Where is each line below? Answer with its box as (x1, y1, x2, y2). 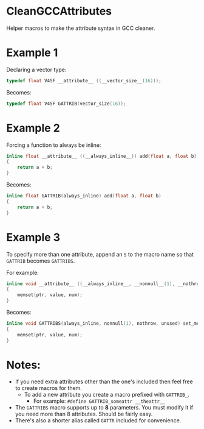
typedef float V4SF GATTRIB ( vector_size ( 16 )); (6, 101, 126, 107)
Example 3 (6, 230, 61, 244)
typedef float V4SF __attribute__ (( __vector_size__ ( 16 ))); (6, 77, 162, 83)
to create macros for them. (15, 385, 82, 392)
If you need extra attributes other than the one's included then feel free (15, 378, 193, 385)
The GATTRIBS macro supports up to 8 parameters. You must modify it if (15, 404, 193, 411)
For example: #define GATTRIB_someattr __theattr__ (33, 397, 166, 405)
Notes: (6, 358, 41, 372)
